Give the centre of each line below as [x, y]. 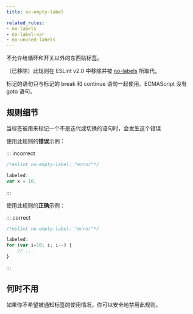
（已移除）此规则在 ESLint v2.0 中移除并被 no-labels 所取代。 [83, 71]
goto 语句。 [21, 91]
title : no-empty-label [35, 12]
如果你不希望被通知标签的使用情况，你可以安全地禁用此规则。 [84, 304]
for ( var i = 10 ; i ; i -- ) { [39, 245]
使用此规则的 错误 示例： [36, 141]
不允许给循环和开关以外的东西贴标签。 [54, 58]
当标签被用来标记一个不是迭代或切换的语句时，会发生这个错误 [84, 128]
